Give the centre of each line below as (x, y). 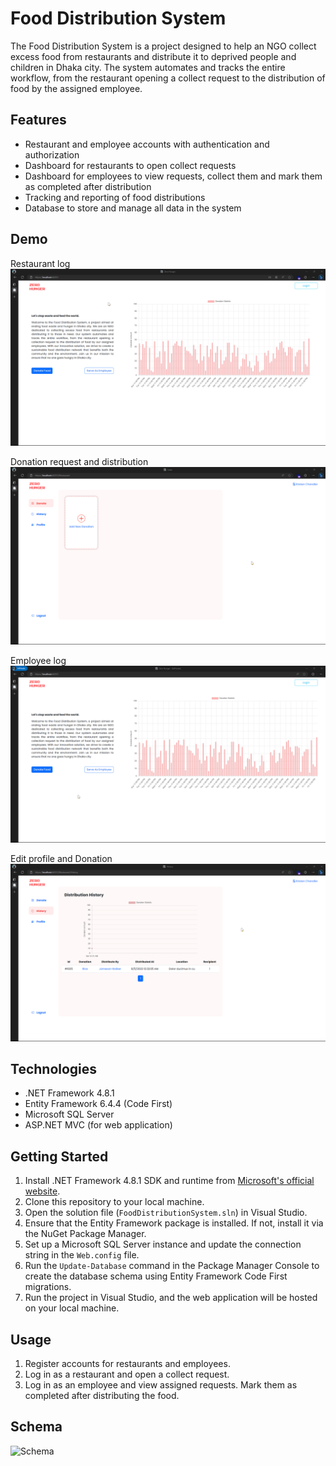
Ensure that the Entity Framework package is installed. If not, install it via (174, 1223)
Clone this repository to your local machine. (114, 1202)
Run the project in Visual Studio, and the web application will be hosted (171, 1298)
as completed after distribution (88, 186)
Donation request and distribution (79, 462)
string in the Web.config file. (82, 1255)
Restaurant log (40, 263)
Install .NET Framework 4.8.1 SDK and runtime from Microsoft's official (169, 1181)
